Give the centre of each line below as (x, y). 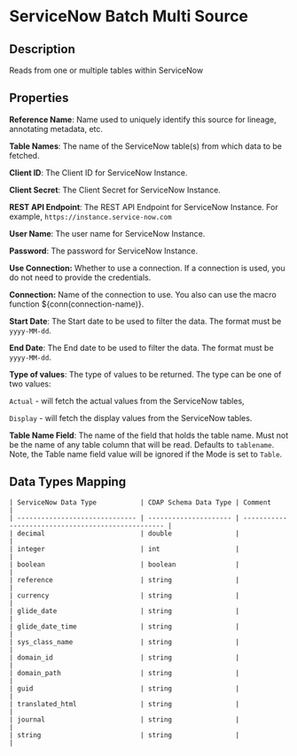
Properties (39, 98)
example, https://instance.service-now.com (90, 216)
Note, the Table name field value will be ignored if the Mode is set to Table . (146, 454)
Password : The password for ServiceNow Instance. (103, 251)
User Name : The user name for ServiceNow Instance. (107, 233)
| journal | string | (125, 720)
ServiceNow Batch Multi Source (129, 16)
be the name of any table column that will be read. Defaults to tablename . (142, 444)
